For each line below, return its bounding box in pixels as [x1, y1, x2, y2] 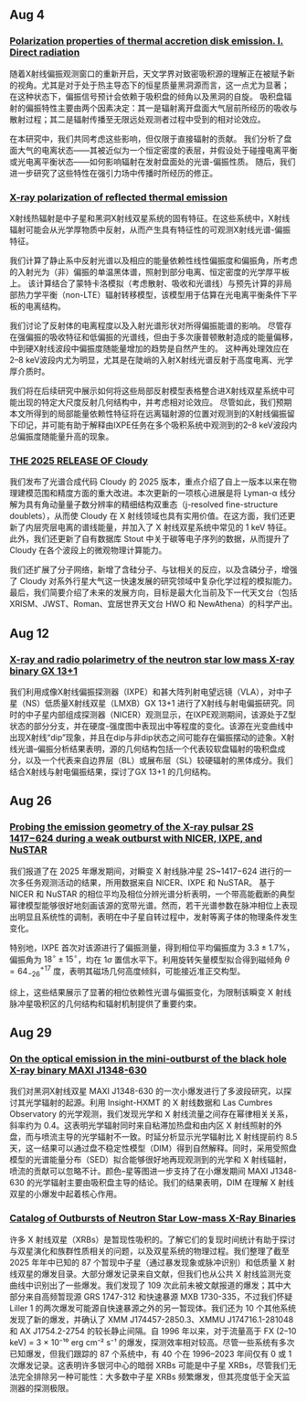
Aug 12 [9, 625, 50, 641]
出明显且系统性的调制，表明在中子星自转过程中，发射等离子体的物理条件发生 [9, 911, 298, 922]
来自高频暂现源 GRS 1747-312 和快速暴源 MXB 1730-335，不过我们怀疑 [25, 1290, 293, 1301]
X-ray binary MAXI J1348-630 [9, 1064, 148, 1077]
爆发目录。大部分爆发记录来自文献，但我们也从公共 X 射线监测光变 [40, 1268, 292, 1279]
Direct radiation [9, 46, 80, 58]
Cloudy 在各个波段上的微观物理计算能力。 [9, 545, 167, 556]
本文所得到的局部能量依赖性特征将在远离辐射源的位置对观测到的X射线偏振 [9, 408, 288, 419]
